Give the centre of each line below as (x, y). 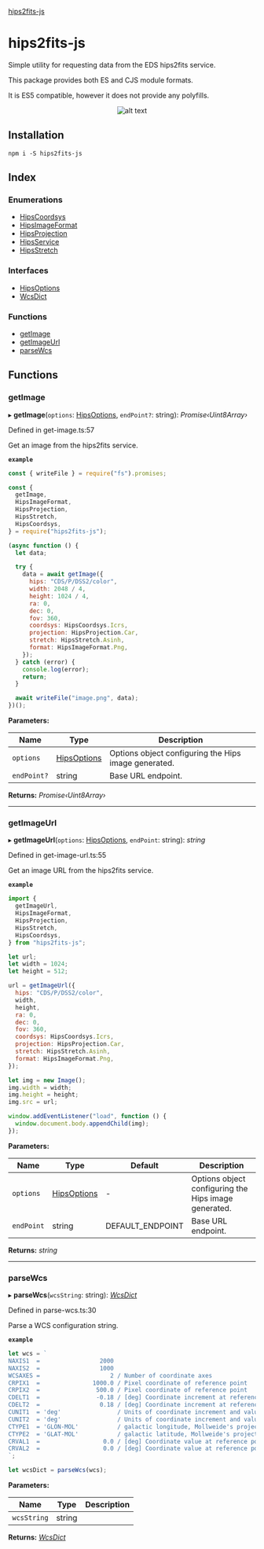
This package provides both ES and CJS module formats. (101, 80)
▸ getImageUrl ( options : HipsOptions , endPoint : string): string (107, 840)
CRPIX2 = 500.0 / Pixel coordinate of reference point (128, 1390)
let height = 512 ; (38, 971)
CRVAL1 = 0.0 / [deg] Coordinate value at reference (128, 1441)
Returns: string (33, 1250)
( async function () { (44, 546)
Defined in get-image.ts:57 (51, 430)
